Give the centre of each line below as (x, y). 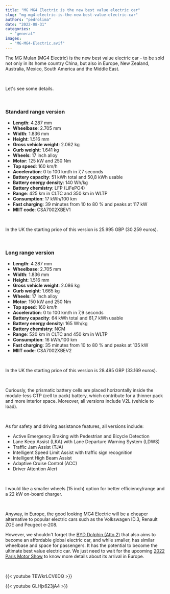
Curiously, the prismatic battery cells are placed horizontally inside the (79, 390)
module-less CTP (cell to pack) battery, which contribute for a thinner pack (84, 396)
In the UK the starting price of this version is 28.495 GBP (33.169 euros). (81, 371)
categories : (18, 29)
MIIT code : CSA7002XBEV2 (42, 351)
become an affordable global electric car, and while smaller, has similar (80, 540)
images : (14, 39)
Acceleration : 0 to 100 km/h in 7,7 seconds (58, 172)
